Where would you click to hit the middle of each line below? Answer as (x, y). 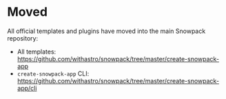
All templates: (37, 52)
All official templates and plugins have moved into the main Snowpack (106, 31)
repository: (23, 38)
